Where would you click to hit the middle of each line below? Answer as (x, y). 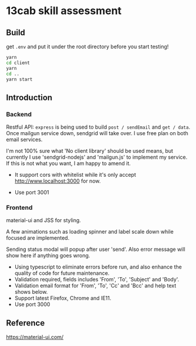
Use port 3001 (32, 193)
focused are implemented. (38, 238)
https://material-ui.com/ (35, 337)
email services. (24, 140)
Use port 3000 (32, 304)
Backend (19, 114)
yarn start (19, 79)
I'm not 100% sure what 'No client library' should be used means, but (89, 151)
